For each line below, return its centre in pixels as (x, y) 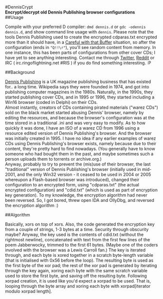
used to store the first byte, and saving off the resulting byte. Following (76, 276)
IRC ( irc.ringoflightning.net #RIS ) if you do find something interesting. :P (78, 63)
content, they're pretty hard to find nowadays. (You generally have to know (80, 149)
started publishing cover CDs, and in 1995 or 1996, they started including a (80, 97)
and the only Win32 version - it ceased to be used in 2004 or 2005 (84, 174)
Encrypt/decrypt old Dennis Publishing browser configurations (70, 12)
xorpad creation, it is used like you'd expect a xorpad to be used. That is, (78, 281)
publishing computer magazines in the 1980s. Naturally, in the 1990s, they (79, 92)
